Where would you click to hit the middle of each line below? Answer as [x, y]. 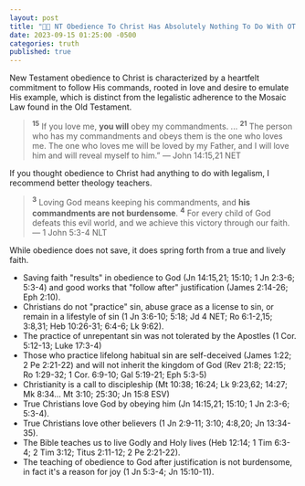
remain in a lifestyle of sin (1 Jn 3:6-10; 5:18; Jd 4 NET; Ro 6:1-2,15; [147, 317]
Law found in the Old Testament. [71, 107]
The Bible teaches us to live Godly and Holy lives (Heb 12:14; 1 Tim [147, 443]
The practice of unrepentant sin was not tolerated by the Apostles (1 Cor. [159, 336]
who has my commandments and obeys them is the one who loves [157, 136]
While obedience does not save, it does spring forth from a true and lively [147, 250]
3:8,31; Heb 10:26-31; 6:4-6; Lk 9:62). [93, 326]
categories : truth [44, 43]
